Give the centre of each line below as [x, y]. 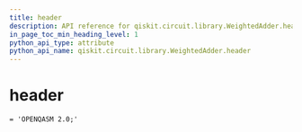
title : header [36, 18]
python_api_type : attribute [62, 43]
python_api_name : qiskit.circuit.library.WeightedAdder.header [130, 51]
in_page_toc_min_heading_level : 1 [74, 34]
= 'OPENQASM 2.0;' [44, 119]
